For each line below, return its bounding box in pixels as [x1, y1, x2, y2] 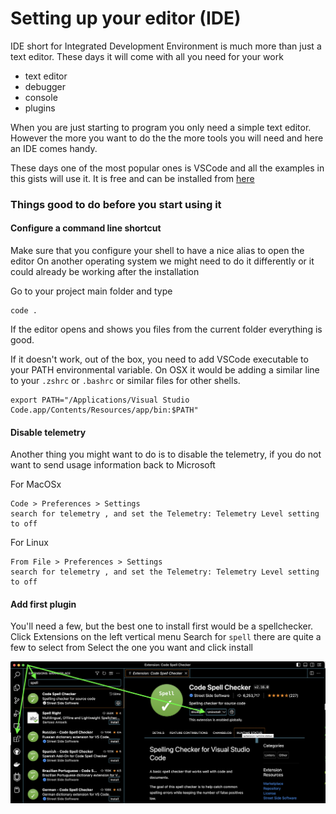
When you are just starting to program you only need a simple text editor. [10, 121, 312, 133]
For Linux [10, 537, 49, 549]
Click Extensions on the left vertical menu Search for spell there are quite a [10, 631, 322, 643]
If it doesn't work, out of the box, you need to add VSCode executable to [10, 353, 309, 366]
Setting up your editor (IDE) [10, 7, 242, 30]
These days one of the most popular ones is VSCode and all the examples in [10, 162, 325, 174]
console [24, 91, 58, 103]
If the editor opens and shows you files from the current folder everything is [10, 323, 323, 336]
